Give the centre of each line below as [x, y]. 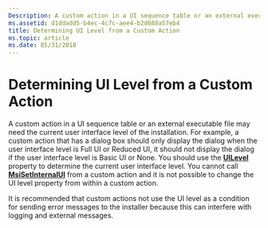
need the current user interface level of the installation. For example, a [124, 132]
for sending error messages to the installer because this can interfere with [130, 207]
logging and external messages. [61, 215]
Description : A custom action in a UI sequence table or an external [126, 16]
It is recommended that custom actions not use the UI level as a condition [129, 199]
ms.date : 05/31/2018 [43, 45]
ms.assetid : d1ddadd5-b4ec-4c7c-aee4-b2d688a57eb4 [94, 23]
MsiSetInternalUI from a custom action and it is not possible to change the [131, 175]
